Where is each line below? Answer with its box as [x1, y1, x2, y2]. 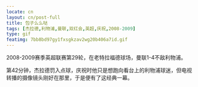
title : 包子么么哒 [6, 20, 48, 26]
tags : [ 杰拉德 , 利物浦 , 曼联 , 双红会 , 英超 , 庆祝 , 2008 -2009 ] [6, 25, 136, 32]
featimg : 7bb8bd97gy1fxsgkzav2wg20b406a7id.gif [6, 37, 128, 43]
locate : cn [6, 8, 34, 15]
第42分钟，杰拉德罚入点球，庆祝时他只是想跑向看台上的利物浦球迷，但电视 [6, 67, 193, 74]
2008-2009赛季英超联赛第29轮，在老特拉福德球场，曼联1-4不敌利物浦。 [6, 54, 187, 61]
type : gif [6, 31, 31, 37]
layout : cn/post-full [6, 14, 61, 20]
